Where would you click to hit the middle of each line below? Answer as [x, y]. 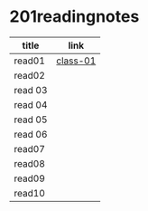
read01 [29, 61]
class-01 [76, 61]
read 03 [31, 90]
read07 [29, 149]
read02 [29, 75]
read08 [29, 163]
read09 [29, 178]
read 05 [31, 120]
